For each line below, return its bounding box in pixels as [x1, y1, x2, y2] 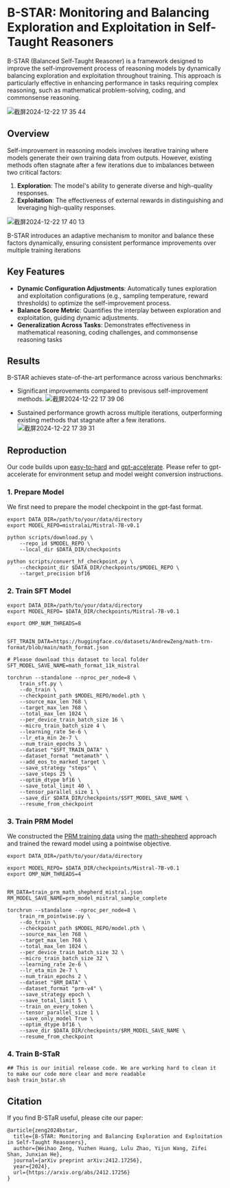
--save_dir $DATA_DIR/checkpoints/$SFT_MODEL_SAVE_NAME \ [19, 795, 189, 801]
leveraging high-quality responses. [16, 203, 116, 211]
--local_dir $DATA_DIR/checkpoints [19, 546, 122, 553]
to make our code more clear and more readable [7, 1071, 146, 1078]
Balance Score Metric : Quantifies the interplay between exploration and [16, 306, 221, 314]
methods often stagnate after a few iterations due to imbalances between [7, 160, 215, 169]
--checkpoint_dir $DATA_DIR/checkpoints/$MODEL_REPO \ [19, 564, 180, 572]
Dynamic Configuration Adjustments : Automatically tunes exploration [16, 284, 218, 292]
